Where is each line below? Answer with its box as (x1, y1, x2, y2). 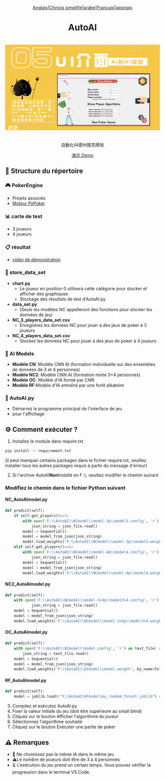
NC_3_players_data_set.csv (12, 317, 70, 323)
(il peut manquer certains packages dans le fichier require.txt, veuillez (5, 457, 147, 463)
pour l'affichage (12, 411, 45, 417)
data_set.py (12, 301, 37, 307)
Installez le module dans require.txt (12, 438, 83, 444)
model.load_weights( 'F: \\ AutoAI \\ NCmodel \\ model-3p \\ (23, 539, 135, 544)
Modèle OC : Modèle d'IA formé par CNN (12, 377, 95, 383)
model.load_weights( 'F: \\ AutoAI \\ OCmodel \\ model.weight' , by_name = (14, 667, 155, 672)
